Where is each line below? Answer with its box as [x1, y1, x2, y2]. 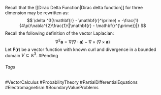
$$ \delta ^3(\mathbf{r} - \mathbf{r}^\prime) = [27, 18, 121, 23]
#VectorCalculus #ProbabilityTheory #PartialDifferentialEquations [5, 79, 138, 85]
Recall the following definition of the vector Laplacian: [5, 30, 114, 36]
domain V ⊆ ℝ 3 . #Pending [5, 51, 58, 58]
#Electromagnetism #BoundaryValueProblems [5, 84, 99, 90]
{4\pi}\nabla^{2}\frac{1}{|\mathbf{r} [19, 23, 92, 28]
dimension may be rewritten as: [5, 10, 69, 16]
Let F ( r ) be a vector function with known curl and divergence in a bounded [5, 47, 157, 52]
